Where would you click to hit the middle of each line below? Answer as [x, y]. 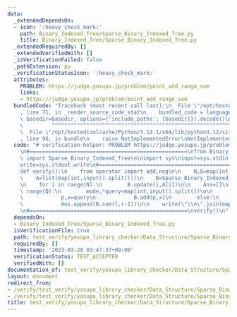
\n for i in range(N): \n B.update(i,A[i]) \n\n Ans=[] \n [124, 184]
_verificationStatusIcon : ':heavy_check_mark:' [85, 73]
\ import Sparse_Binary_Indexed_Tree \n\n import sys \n [101, 158]
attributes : [31, 79]
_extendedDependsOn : [44, 20]
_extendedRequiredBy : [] [50, 47]
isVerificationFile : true [52, 230]
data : [15, 14]
